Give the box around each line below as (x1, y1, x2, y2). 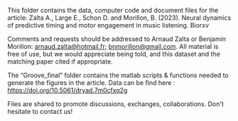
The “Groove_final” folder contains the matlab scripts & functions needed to (7, 71, 229, 79)
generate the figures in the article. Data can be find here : (7, 79, 175, 87)
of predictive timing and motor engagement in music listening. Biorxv (7, 21, 210, 29)
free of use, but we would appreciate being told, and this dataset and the (7, 50, 220, 58)
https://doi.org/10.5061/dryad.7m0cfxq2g (7, 86, 128, 94)
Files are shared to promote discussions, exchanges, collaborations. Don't (7, 100, 224, 108)
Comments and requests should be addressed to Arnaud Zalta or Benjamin (7, 35, 226, 43)
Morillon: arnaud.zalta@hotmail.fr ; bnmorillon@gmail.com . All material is (7, 42, 219, 50)
